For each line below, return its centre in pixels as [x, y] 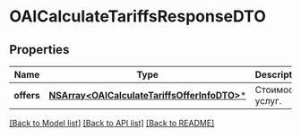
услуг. [268, 101]
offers [27, 95]
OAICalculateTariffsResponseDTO [138, 17]
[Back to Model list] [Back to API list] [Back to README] [112, 123]
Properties [39, 50]
